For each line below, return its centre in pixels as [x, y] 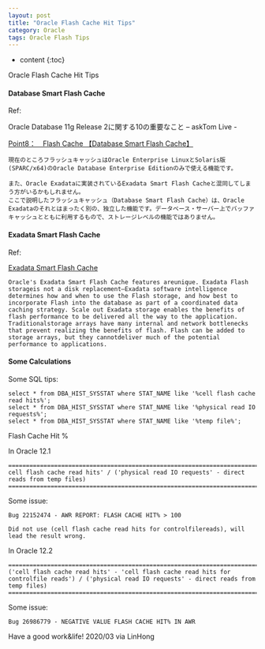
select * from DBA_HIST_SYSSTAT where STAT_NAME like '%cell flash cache [132, 394]
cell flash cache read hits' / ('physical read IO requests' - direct [127, 472]
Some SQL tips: [34, 379]
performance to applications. [58, 344]
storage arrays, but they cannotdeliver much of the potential [114, 337]
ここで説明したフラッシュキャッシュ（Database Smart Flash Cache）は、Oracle [126, 201]
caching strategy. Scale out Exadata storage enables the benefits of [127, 310]
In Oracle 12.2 [31, 550]
